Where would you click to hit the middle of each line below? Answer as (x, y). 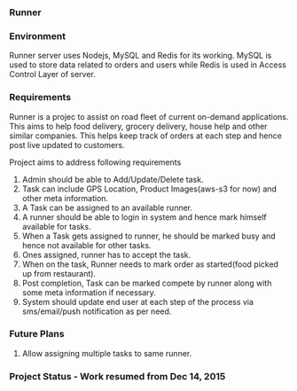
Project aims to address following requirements (95, 162)
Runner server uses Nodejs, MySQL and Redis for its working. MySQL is (141, 56)
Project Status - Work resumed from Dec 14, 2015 (117, 376)
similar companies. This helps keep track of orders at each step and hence (145, 136)
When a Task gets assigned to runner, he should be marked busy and (149, 236)
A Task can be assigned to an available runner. (107, 207)
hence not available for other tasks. (86, 245)
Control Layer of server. (52, 74)
